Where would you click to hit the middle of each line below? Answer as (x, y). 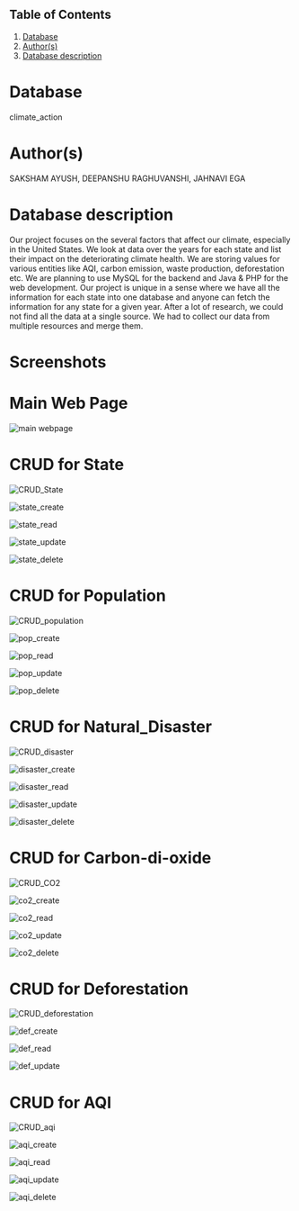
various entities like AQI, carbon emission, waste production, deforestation (147, 268)
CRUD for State (66, 464)
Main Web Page (69, 403)
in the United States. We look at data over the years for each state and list (145, 249)
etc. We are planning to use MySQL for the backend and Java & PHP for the (149, 277)
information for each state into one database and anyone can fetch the (140, 297)
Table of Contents (61, 15)
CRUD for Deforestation (99, 989)
